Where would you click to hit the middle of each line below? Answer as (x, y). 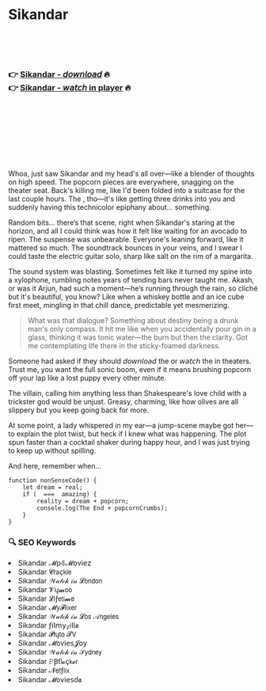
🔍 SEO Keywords (42, 542)
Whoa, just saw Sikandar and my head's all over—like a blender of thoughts (131, 174)
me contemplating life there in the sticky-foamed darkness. (124, 346)
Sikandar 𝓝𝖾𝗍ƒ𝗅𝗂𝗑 (44, 670)
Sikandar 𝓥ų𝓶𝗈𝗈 (46, 589)
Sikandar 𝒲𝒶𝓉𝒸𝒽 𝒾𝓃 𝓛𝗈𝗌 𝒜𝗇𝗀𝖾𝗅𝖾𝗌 (68, 616)
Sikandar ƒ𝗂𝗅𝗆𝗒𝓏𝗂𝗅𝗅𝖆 (49, 625)
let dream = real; (53, 488)
